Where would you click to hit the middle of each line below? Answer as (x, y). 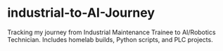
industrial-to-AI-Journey (81, 13)
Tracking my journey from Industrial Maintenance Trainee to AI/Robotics (111, 32)
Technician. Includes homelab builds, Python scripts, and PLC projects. (110, 39)
